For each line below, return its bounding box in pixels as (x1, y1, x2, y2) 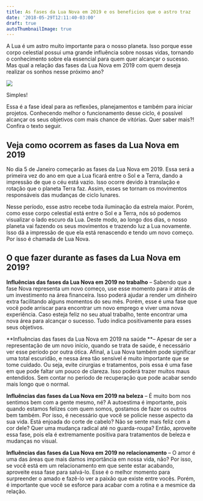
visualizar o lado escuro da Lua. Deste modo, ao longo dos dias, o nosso (6, 216, 188, 223)
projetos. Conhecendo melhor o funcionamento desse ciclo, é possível (6, 110, 183, 117)
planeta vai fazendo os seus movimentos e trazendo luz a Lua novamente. (6, 223, 191, 230)
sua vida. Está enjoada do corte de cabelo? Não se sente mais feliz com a (6, 418, 190, 425)
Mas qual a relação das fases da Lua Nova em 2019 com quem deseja (6, 62, 181, 69)
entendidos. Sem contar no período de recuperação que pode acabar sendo (6, 374, 197, 381)
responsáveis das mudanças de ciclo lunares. (6, 192, 120, 199)
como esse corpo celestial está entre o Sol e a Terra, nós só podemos (6, 210, 181, 217)
